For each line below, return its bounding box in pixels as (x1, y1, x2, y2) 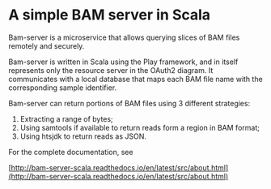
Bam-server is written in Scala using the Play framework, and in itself (8, 57, 239, 67)
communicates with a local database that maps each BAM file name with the (8, 74, 263, 84)
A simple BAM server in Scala (8, 6, 211, 24)
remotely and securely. (8, 41, 85, 50)
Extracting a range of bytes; (19, 114, 113, 123)
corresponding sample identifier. (8, 83, 117, 92)
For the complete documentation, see (8, 147, 133, 157)
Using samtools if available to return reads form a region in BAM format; (19, 122, 260, 132)
